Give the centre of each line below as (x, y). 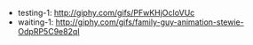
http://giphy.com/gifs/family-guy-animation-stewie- (150, 22)
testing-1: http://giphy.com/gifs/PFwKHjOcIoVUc (106, 13)
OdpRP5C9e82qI (48, 31)
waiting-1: (36, 22)
